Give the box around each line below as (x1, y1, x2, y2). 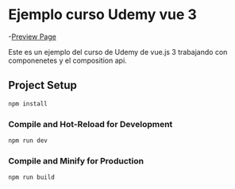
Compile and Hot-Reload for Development (8, 118, 173, 129)
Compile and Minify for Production (8, 155, 144, 166)
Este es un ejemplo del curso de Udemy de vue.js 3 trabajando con (8, 47, 228, 56)
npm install (8, 99, 48, 108)
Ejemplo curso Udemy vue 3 (8, 6, 197, 24)
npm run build (8, 173, 56, 182)
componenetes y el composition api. (8, 56, 127, 65)
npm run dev (8, 137, 48, 145)
